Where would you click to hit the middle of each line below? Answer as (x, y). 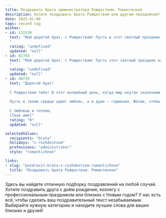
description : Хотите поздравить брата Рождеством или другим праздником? (83, 14)
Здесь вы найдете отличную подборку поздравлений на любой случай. (81, 184)
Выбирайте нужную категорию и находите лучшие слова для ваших (77, 205)
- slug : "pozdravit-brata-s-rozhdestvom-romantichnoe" (63, 165)
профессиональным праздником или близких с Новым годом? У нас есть (83, 195)
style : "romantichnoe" (33, 152)
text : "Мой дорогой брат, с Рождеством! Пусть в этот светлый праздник (85, 38)
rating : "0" (22, 120)
